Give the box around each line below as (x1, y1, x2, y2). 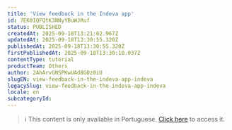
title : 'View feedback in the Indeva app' (7, 10, 134, 18)
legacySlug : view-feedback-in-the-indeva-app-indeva (7, 82, 166, 89)
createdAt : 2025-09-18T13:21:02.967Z (7, 30, 119, 37)
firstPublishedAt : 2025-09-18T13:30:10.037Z (7, 50, 141, 57)
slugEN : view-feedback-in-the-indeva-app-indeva (7, 75, 153, 83)
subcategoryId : (7, 96, 52, 103)
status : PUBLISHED (7, 23, 62, 30)
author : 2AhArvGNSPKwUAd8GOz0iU (7, 69, 103, 76)
